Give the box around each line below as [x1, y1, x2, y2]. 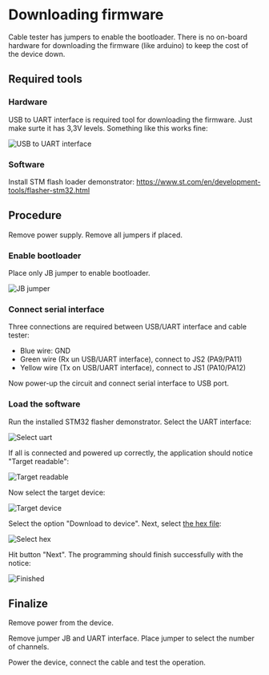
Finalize [8, 597, 48, 611]
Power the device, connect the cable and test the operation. [8, 657, 207, 667]
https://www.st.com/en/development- [135, 176, 261, 186]
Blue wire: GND [19, 346, 70, 356]
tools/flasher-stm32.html [8, 185, 90, 195]
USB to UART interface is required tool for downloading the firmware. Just [8, 115, 253, 124]
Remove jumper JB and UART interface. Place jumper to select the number [8, 633, 255, 643]
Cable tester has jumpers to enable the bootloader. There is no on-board [8, 32, 248, 42]
